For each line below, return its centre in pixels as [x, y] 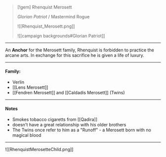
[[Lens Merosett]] [30, 87]
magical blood [27, 135]
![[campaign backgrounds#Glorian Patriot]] [61, 36]
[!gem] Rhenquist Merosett [44, 7]
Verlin [18, 82]
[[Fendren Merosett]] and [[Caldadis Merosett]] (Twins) [68, 93]
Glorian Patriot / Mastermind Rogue [53, 17]
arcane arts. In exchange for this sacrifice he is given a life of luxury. [75, 55]
